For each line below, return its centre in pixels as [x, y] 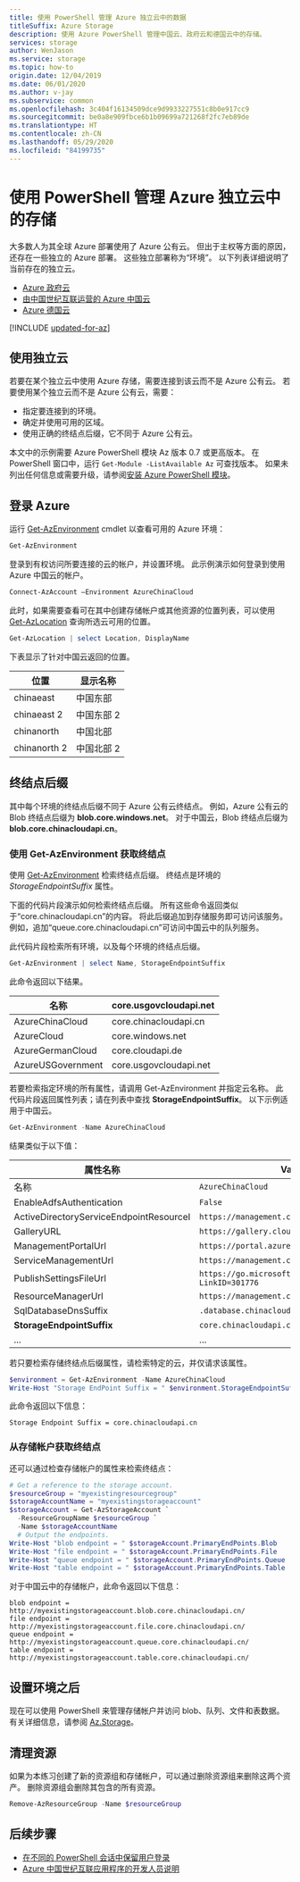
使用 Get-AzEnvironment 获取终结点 [88, 854]
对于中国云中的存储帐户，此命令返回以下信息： [95, 1586]
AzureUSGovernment [58, 1065]
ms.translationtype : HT [54, 126]
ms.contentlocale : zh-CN [55, 134]
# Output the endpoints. [63, 1535]
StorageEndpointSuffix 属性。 [64, 886]
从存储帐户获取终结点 [55, 1447]
